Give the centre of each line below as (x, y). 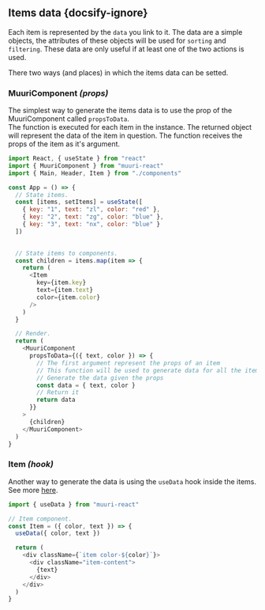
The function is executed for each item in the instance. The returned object (130, 127)
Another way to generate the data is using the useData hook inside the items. (132, 481)
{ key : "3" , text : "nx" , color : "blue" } (91, 225)
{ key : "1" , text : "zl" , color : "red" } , (91, 210)
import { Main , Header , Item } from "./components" (95, 173)
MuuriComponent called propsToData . (69, 119)
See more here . (33, 490)
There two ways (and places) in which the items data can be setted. (118, 72)
